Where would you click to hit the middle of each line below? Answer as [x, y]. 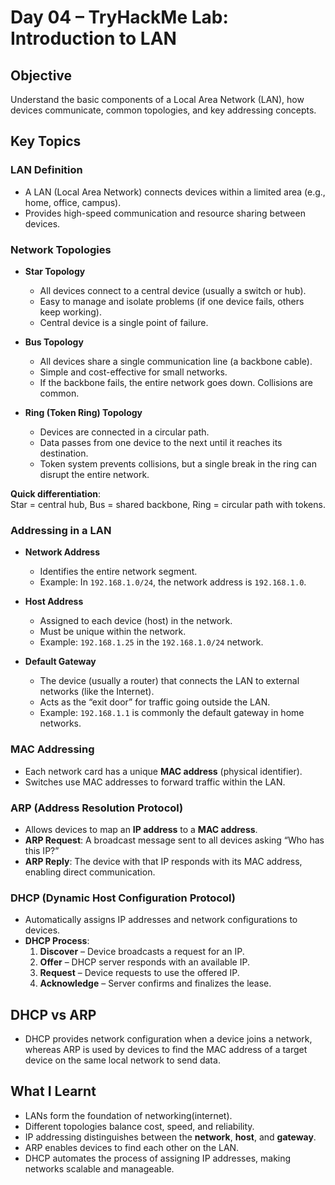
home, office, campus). [73, 202]
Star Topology [55, 271]
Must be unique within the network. [113, 632]
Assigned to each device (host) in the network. [136, 621]
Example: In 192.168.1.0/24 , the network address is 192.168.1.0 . [173, 582]
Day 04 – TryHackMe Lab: [119, 17]
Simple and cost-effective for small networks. [133, 372]
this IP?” [42, 850]
